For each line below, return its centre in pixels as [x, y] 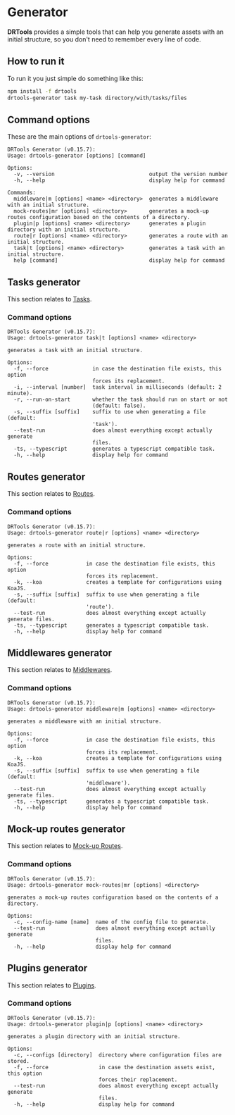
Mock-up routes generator [66, 829]
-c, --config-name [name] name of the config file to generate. [112, 922]
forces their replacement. [138, 1079]
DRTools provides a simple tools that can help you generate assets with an [115, 32]
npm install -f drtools [42, 91]
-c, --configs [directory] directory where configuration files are [118, 1055]
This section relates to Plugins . [52, 985]
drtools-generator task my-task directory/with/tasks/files [97, 98]
